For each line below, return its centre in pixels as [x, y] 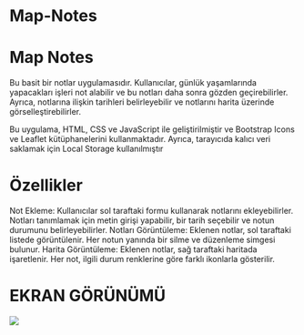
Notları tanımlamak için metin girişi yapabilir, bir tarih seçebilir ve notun [142, 220]
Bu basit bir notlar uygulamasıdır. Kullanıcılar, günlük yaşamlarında [133, 83]
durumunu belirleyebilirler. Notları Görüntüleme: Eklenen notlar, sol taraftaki [150, 230]
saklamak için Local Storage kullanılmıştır [86, 149]
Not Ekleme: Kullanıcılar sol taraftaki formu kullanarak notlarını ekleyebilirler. [152, 211]
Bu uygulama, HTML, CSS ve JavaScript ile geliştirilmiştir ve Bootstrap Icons [152, 129]
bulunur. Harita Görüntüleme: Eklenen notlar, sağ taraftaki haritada [133, 249]
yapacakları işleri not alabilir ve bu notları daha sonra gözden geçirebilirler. [149, 93]
